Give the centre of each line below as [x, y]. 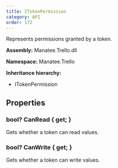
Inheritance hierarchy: [34, 73]
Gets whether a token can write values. [53, 160]
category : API [23, 17]
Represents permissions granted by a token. [59, 39]
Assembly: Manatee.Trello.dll [41, 50]
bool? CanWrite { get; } [39, 147]
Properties [26, 103]
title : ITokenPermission [36, 11]
